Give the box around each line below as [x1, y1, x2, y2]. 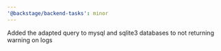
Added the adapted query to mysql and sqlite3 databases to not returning [7, 29, 214, 37]
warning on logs [7, 35, 53, 44]
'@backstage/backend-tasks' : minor [7, 10, 109, 17]
